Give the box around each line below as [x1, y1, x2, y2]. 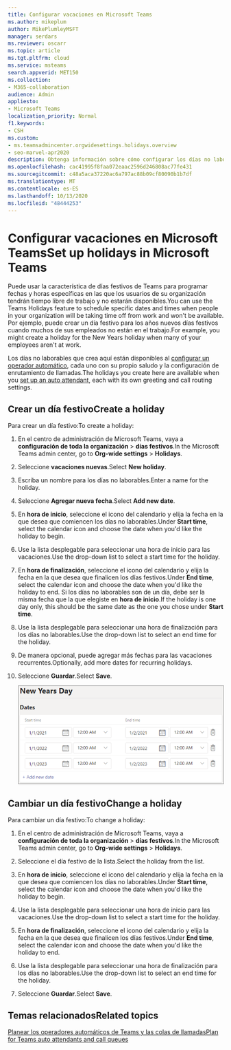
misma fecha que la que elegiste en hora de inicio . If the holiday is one [17, 595, 217, 603]
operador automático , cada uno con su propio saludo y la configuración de [8, 361, 219, 369]
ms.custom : [8, 134, 39, 141]
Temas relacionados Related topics [8, 1009, 159, 1021]
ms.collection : [8, 76, 51, 83]
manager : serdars [8, 33, 58, 40]
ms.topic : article [8, 47, 60, 54]
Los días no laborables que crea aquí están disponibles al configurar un [8, 354, 210, 363]
